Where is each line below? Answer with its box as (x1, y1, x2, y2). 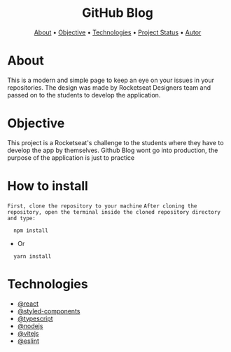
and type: (7, 215, 36, 222)
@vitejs (17, 329, 39, 337)
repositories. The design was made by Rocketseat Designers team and (7, 83, 211, 92)
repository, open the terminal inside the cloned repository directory (7, 208, 220, 215)
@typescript (17, 314, 54, 323)
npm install (13, 226, 49, 234)
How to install (7, 178, 89, 194)
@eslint (17, 337, 40, 345)
